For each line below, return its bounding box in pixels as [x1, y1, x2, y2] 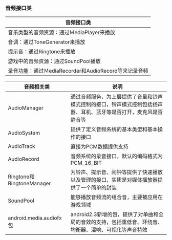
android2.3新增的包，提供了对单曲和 [70, 211, 159, 218]
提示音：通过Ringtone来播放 [8, 48, 76, 55]
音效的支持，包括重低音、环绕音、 [80, 219, 163, 226]
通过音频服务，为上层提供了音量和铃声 [70, 93, 163, 100]
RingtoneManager [8, 180, 51, 187]
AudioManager [8, 104, 44, 112]
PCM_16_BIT [70, 160, 102, 167]
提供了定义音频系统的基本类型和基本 [70, 126, 158, 133]
